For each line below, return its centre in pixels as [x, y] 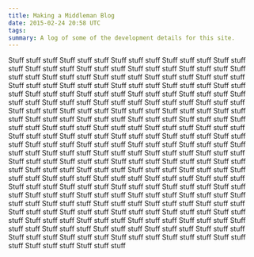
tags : [17, 30]
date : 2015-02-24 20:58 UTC [55, 23]
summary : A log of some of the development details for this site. [122, 38]
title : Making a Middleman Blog [61, 15]
